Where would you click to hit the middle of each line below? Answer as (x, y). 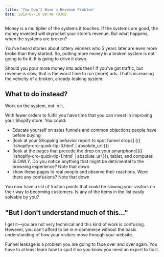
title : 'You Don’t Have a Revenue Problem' (50, 10)
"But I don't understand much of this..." (67, 213)
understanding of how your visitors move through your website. (69, 235)
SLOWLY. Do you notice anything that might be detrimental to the (78, 161)
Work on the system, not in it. (35, 106)
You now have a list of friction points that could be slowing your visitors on (80, 187)
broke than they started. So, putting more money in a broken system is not (80, 53)
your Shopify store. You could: (36, 120)
